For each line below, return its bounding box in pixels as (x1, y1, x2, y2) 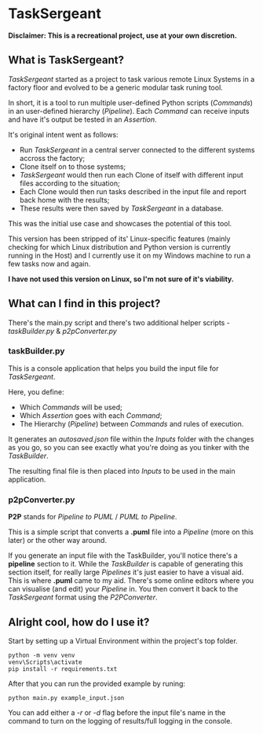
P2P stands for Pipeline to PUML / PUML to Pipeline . (8, 512, 177, 522)
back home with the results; (19, 195, 110, 204)
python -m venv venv (8, 651, 76, 659)
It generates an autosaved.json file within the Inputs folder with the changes (8, 434, 254, 444)
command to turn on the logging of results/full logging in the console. (8, 716, 233, 725)
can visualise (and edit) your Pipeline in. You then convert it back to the (8, 585, 239, 594)
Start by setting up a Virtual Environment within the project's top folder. (8, 636, 238, 645)
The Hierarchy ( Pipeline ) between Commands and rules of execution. (19, 419, 244, 428)
